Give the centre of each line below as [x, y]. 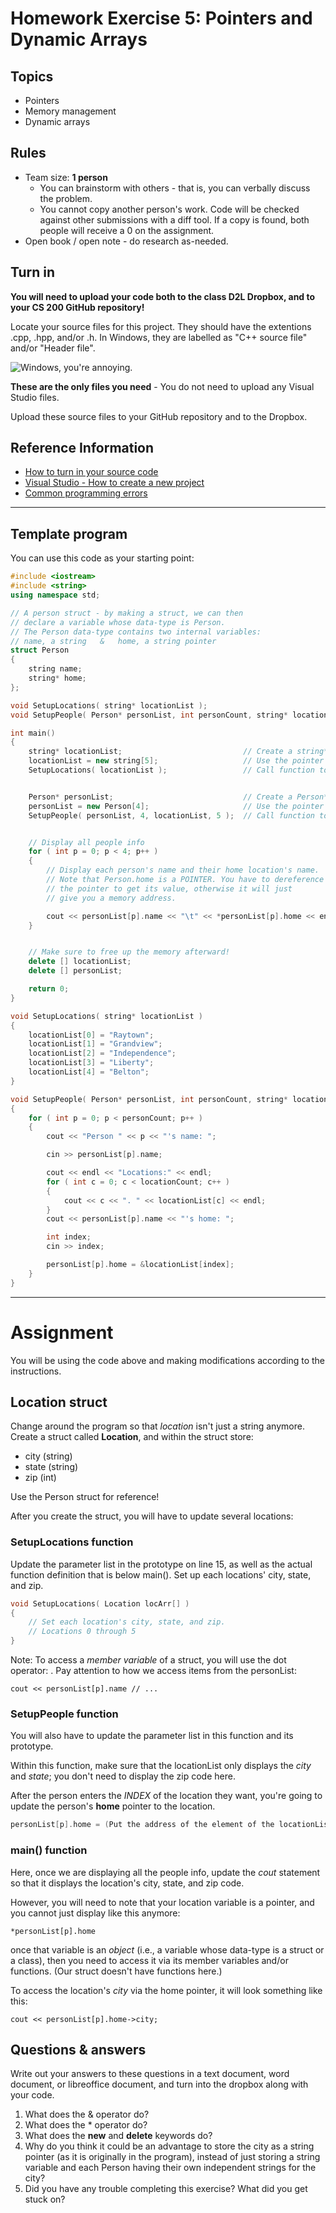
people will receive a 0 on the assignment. [127, 230]
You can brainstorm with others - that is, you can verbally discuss [175, 188]
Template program [69, 533]
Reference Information [82, 448]
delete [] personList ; [75, 971]
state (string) [51, 1467]
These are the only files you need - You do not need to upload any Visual [162, 386]
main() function [49, 1850]
